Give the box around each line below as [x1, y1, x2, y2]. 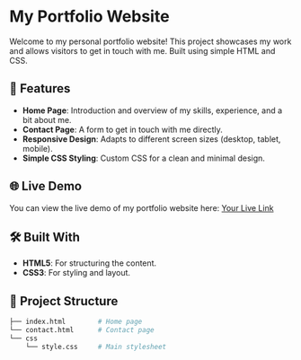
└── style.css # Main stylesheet [25, 342, 167, 351]
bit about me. [22, 114, 72, 125]
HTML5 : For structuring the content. [22, 258, 157, 268]
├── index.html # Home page [9, 317, 143, 327]
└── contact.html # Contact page [9, 326, 155, 335]
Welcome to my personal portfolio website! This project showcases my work [9, 36, 292, 47]
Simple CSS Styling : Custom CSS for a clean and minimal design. [22, 153, 265, 163]
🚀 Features [9, 81, 71, 96]
